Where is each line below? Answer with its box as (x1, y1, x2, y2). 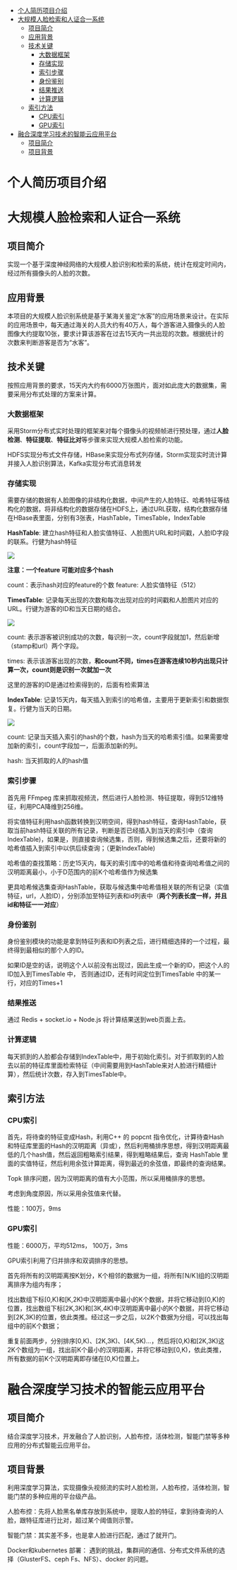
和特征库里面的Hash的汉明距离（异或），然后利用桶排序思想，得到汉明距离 (7, 1142, 224, 1150)
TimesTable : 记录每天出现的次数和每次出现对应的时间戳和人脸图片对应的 (7, 596, 219, 604)
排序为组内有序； (13, 1280, 63, 1288)
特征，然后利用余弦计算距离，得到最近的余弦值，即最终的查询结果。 (31, 1159, 230, 1168)
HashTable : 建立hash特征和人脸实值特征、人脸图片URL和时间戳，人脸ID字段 (7, 529, 229, 537)
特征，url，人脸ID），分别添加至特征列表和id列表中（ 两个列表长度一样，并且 (7, 891, 227, 899)
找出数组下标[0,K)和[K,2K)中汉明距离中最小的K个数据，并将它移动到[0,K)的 (7, 1295, 226, 1304)
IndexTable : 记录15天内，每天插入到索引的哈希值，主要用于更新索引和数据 (7, 695, 224, 704)
